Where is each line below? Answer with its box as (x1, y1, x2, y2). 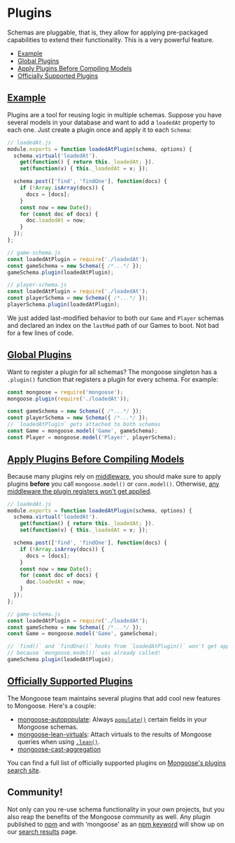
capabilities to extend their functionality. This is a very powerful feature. (7, 35, 215, 44)
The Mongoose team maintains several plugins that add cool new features (7, 693, 221, 703)
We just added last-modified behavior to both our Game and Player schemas (7, 314, 225, 322)
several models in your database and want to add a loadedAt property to (7, 118, 215, 126)
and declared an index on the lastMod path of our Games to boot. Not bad (7, 321, 219, 329)
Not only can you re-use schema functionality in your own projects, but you (7, 805, 225, 814)
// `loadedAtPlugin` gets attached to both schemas (7, 421, 161, 428)
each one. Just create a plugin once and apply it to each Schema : (7, 125, 192, 134)
